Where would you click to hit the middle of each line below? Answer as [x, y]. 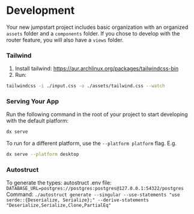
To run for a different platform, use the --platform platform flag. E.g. [92, 143]
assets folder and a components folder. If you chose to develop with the [93, 33]
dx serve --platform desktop [43, 154]
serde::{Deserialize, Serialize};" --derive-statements [77, 200]
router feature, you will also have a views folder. [65, 40]
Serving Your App [32, 102]
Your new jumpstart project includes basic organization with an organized [97, 27]
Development [41, 11]
